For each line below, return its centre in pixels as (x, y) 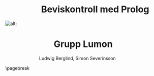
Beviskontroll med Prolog (95, 9)
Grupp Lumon (83, 44)
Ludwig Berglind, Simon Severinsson (77, 58)
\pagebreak (17, 68)
